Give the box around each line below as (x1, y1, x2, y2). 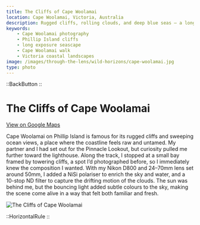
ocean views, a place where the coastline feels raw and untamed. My (6, 139, 176, 146)
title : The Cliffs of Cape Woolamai (6, 8, 97, 15)
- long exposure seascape (17, 42, 82, 48)
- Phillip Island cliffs (17, 36, 79, 42)
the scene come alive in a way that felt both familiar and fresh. (6, 190, 159, 197)
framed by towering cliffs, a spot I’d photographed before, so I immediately (6, 158, 189, 165)
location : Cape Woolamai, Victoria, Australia (6, 14, 124, 20)
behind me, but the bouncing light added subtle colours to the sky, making (6, 183, 189, 191)
